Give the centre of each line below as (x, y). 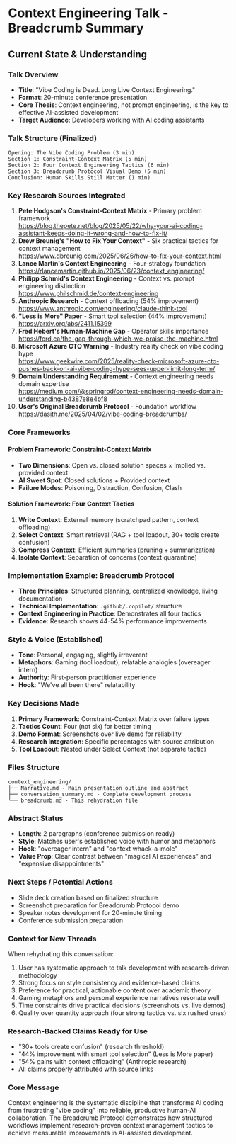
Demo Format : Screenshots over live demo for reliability (100, 734)
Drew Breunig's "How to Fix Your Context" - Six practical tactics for (118, 241)
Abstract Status (36, 818)
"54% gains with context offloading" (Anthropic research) (102, 1062)
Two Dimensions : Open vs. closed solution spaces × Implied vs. (112, 465)
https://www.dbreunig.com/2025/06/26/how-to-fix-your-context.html (120, 256)
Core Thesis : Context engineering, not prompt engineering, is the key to (123, 105)
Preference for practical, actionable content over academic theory (114, 990)
